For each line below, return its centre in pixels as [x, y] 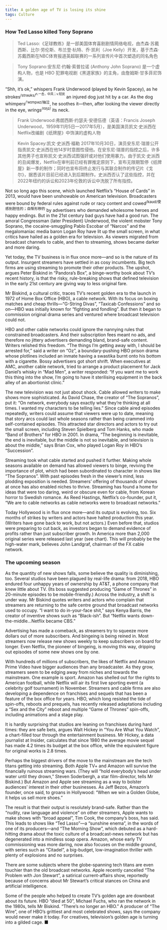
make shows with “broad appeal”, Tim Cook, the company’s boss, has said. [82, 818]
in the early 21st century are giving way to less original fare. [66, 283]
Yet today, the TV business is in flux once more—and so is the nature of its [82, 257]
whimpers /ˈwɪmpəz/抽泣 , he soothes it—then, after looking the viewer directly [82, 103]
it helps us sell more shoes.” [34, 798]
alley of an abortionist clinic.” [35, 382]
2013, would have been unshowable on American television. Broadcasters [81, 196]
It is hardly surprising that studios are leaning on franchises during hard [79, 724]
